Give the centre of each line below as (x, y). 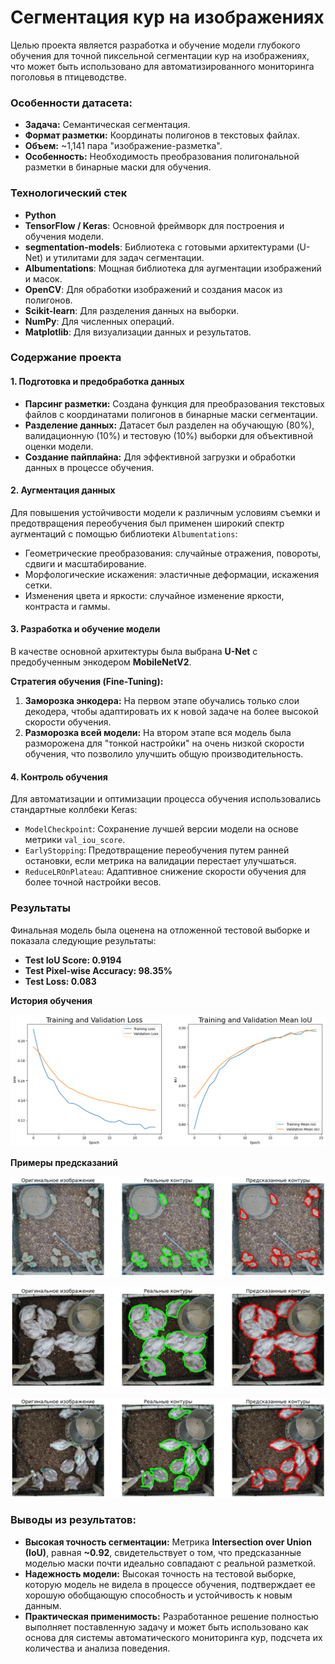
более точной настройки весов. (93, 882)
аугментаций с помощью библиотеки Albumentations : (124, 533)
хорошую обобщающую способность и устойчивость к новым (158, 1595)
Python (40, 215)
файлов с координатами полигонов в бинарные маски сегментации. (171, 414)
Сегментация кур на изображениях (167, 17)
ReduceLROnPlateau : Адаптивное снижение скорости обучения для (165, 872)
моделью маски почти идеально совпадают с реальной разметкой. (170, 1563)
